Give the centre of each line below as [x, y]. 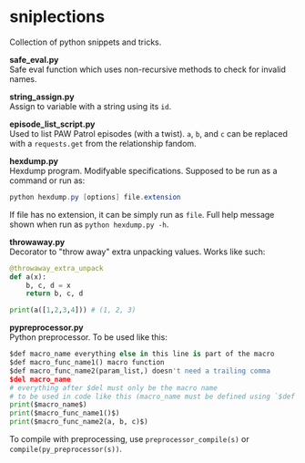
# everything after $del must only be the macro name [114, 388]
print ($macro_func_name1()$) [65, 413]
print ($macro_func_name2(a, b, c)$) [79, 422]
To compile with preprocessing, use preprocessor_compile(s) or [129, 439]
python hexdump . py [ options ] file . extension [95, 197]
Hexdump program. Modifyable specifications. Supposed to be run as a [143, 170]
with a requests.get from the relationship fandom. [103, 143]
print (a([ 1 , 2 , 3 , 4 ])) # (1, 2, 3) [73, 310]
